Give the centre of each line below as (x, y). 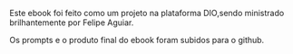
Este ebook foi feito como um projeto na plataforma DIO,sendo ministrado (147, 13)
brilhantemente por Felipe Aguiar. (72, 22)
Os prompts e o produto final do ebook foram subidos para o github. (137, 40)
